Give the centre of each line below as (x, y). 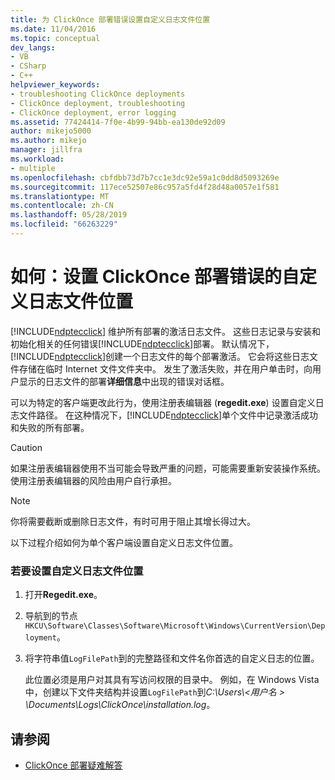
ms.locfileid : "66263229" (64, 224)
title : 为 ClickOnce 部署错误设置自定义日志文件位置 (110, 19)
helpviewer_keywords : (55, 85)
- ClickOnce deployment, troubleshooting (98, 103)
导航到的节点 (51, 616)
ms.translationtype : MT (60, 196)
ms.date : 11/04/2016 (53, 29)
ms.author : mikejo (48, 141)
